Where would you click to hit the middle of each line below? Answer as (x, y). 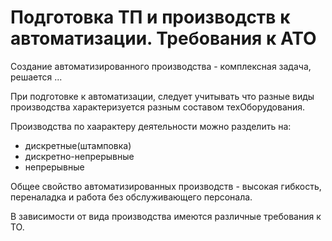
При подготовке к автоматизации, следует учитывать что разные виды (162, 96)
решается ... (36, 77)
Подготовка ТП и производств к (150, 17)
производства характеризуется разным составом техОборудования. (158, 107)
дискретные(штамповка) (78, 145)
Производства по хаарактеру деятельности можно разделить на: (151, 126)
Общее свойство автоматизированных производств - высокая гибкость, (166, 186)
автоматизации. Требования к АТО (163, 38)
